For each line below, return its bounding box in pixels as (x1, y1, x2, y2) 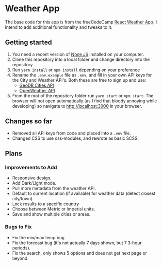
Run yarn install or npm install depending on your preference (12, 67, 140, 73)
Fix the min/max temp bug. (12, 234, 66, 240)
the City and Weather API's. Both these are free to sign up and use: (12, 77, 146, 83)
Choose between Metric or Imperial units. (12, 206, 96, 212)
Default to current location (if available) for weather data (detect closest (12, 190, 156, 196)
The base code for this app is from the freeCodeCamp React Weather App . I (5, 19, 157, 25)
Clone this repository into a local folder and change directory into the (12, 57, 150, 62)
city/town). (12, 196, 34, 202)
